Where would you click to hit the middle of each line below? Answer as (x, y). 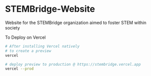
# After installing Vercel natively (42, 46)
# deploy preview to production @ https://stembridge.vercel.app (73, 64)
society (13, 27)
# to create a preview (28, 51)
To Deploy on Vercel (25, 37)
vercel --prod (20, 69)
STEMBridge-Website (50, 9)
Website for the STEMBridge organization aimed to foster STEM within (76, 23)
